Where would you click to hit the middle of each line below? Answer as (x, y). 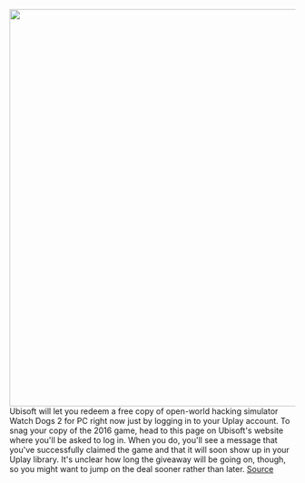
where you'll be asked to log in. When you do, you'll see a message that (144, 440)
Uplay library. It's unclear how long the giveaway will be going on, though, (148, 459)
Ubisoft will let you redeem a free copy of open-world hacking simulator (144, 411)
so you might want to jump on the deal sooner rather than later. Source (142, 469)
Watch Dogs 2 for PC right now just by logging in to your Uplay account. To (150, 421)
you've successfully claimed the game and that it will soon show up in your (150, 450)
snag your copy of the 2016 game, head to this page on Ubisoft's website (147, 430)
